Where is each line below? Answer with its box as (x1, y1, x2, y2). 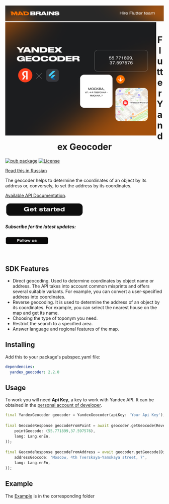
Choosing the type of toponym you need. (12, 315, 98, 321)
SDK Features (5, 264, 49, 273)
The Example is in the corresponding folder (5, 493, 95, 499)
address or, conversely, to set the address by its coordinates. (5, 183, 132, 189)
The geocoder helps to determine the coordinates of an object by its (5, 177, 147, 184)
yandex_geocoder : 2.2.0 (10, 370, 59, 375)
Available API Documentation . (5, 192, 67, 199)
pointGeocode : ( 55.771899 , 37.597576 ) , (14, 428, 96, 434)
